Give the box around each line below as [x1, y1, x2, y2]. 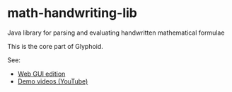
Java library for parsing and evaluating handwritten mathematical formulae [7, 28, 225, 37]
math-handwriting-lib [7, 5, 138, 21]
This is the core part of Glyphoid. [7, 42, 104, 50]
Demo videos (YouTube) [17, 76, 88, 86]
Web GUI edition [17, 69, 66, 78]
